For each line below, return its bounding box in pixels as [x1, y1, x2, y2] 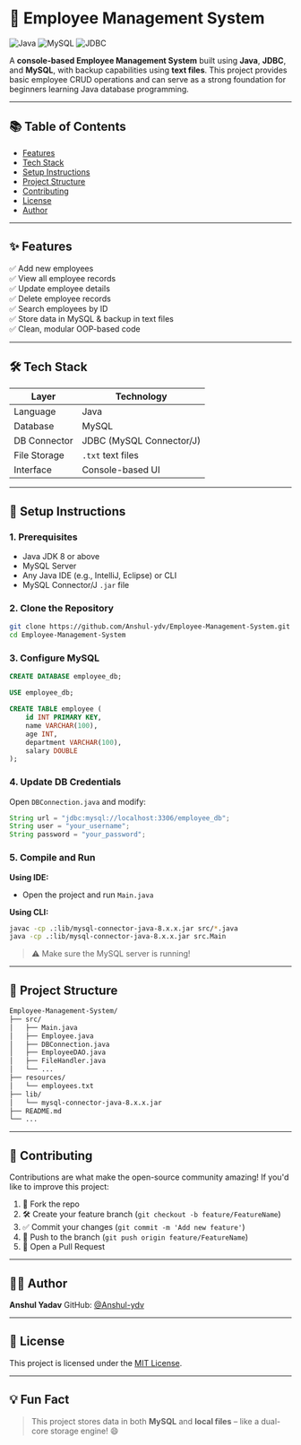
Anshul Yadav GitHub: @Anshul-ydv [9, 1299, 145, 1310]
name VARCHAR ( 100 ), [25, 721, 99, 730]
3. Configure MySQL [9, 652, 100, 664]
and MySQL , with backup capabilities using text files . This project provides [9, 65, 288, 75]
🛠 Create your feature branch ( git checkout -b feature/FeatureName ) [21, 1209, 281, 1220]
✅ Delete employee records [9, 293, 112, 304]
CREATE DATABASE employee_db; [9, 672, 123, 681]
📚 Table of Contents [9, 119, 127, 134]
